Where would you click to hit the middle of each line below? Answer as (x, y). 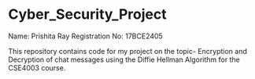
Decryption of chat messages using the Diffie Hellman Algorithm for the (124, 59)
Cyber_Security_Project (87, 14)
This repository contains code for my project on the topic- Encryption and (128, 51)
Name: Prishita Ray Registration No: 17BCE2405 (85, 36)
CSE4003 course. (37, 67)
